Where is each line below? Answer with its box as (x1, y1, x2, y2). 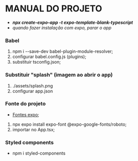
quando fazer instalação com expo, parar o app (12, 24, 112, 30)
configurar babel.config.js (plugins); (12, 54, 86, 60)
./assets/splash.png (12, 82, 53, 88)
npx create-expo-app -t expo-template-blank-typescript (12, 19, 133, 25)
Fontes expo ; (12, 111, 39, 117)
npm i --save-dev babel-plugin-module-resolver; (12, 48, 113, 55)
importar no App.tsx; (12, 126, 55, 132)
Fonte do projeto (5, 100, 46, 107)
